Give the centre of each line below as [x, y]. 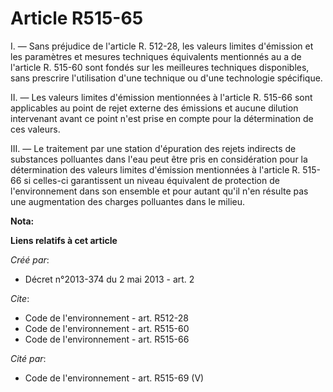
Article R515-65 [77, 18]
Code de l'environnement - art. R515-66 [107, 339]
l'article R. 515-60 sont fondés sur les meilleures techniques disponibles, [160, 67]
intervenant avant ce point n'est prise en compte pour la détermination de [162, 118]
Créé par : [30, 259]
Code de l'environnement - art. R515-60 [107, 328]
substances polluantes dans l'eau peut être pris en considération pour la [159, 159]
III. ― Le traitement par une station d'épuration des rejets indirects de [153, 148]
